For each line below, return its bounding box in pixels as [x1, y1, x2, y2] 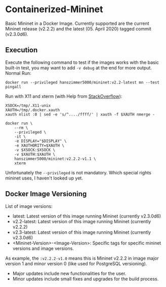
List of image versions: [5, 203, 53, 209]
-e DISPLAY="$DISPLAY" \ [14, 138, 67, 143]
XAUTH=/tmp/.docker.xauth [5, 107, 60, 113]
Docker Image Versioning [5, 190, 87, 198]
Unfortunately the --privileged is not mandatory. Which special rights [5, 169, 152, 175]
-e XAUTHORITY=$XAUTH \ [14, 143, 65, 148]
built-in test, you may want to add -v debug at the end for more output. [5, 64, 152, 70]
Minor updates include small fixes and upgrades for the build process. [12, 275, 159, 282]
